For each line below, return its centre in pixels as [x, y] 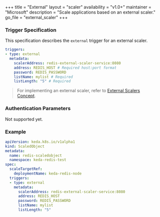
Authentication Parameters [38, 108]
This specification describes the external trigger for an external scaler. [76, 40]
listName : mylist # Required [43, 77]
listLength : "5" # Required [42, 81]
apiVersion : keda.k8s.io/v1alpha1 [40, 142]
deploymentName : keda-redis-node [48, 174]
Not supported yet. [24, 119]
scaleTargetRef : [26, 169]
